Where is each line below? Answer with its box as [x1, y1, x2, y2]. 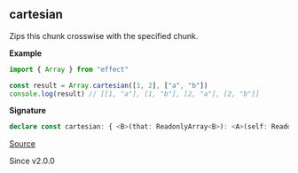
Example [9, 48, 43, 59]
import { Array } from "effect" [9, 65, 129, 74]
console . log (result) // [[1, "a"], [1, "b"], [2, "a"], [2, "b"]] [9, 89, 260, 98]
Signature [9, 106, 47, 116]
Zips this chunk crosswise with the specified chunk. [9, 30, 199, 41]
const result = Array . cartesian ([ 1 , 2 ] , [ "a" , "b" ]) [9, 81, 208, 90]
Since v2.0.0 [9, 155, 55, 167]
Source [9, 138, 35, 149]
